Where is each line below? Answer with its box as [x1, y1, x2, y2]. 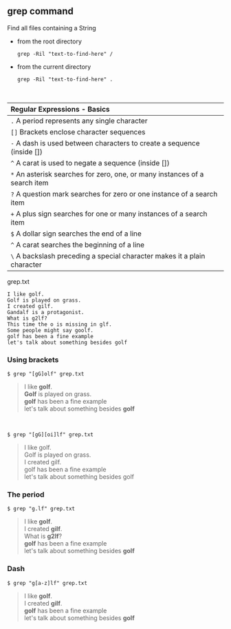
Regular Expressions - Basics [10, 104, 110, 114]
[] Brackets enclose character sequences [10, 127, 146, 136]
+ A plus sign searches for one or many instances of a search [10, 209, 208, 218]
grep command [7, 6, 74, 17]
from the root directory [16, 37, 82, 45]
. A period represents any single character [10, 116, 148, 125]
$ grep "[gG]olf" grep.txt [7, 371, 85, 378]
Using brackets [7, 355, 59, 364]
